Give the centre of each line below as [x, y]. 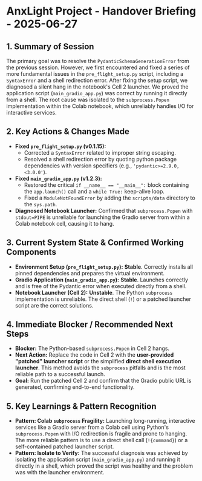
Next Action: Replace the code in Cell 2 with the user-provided [94, 355]
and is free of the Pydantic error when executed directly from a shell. [101, 286]
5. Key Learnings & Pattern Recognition [81, 406]
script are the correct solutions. [54, 305]
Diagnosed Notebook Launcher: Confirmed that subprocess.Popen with [104, 210]
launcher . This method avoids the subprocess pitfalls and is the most [100, 368]
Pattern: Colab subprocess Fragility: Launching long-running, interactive [105, 421]
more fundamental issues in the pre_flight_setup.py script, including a [95, 74]
